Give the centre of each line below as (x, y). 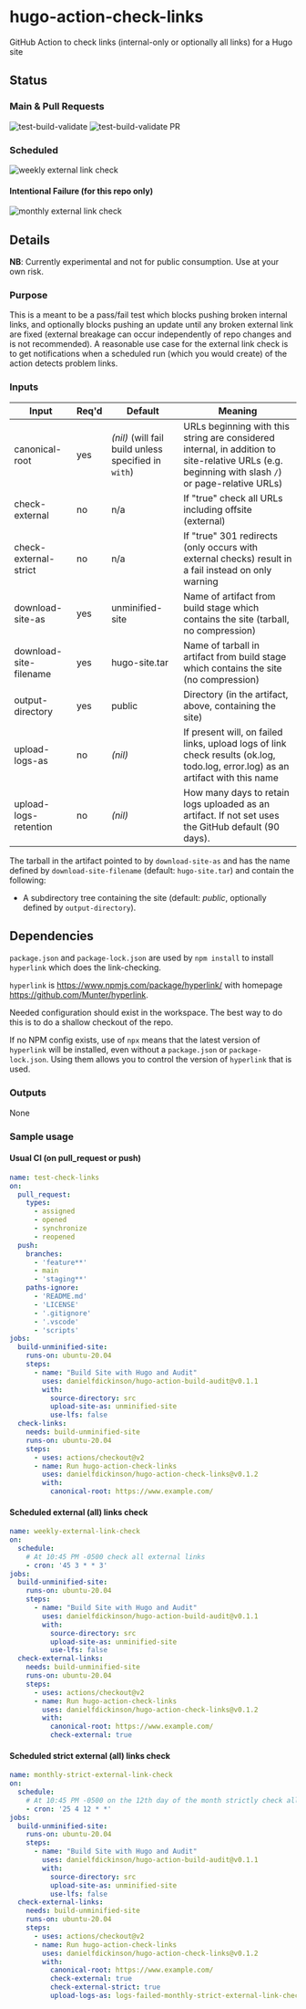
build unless (137, 449)
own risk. (26, 271)
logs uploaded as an (227, 803)
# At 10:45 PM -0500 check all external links (116, 1557)
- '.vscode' (56, 1322)
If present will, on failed (233, 732)
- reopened (54, 1237)
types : (38, 1203)
